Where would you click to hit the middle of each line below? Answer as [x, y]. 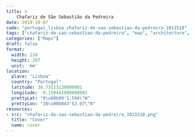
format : [16, 50]
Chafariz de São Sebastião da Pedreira [65, 17]
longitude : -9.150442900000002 [49, 93]
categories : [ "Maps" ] [32, 38]
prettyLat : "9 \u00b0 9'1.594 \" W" [51, 98]
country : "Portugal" [36, 82]
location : [18, 71]
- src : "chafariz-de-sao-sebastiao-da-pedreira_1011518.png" [82, 114]
